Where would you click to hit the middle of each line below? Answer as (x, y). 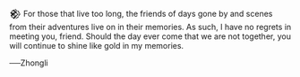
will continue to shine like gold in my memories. (97, 46)
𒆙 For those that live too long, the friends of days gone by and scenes (141, 14)
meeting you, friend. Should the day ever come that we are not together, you (150, 36)
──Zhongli (29, 63)
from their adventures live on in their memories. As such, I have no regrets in (150, 27)
